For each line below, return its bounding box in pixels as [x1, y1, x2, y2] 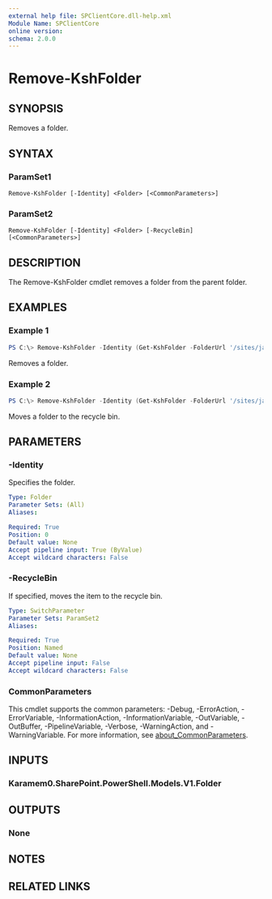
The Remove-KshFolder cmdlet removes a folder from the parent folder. [8, 277, 248, 287]
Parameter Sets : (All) [8, 501, 85, 510]
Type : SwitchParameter [8, 606, 85, 615]
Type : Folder [8, 493, 53, 501]
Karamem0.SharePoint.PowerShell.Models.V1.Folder [8, 778, 222, 789]
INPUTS [8, 754, 49, 768]
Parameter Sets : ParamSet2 [8, 614, 100, 622]
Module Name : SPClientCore [8, 19, 100, 28]
